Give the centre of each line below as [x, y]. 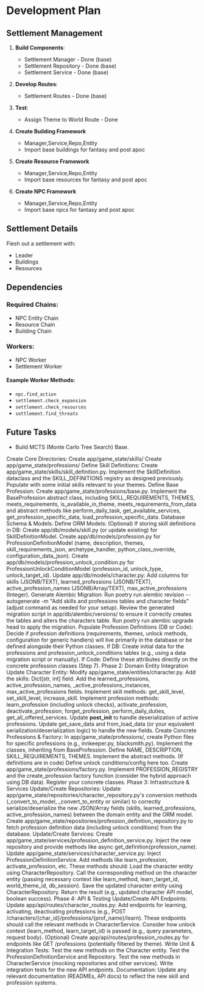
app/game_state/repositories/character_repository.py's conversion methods [102, 795]
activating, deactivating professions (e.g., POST [66, 911]
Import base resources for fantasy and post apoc [86, 180]
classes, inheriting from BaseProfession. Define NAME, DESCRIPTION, [94, 750]
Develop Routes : [36, 84]
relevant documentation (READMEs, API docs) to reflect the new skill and [98, 976]
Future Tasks [31, 432]
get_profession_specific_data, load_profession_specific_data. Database [96, 517]
